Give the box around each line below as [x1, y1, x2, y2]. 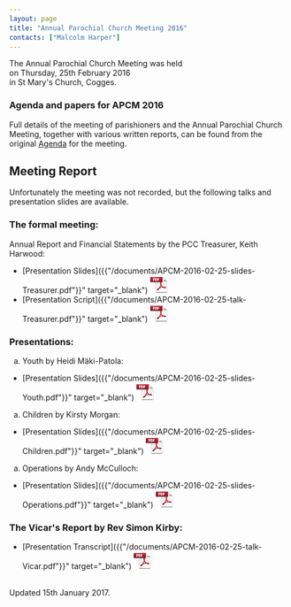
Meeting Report [9, 164, 97, 179]
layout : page [9, 14, 57, 23]
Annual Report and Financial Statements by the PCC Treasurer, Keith [9, 239, 258, 250]
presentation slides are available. [9, 196, 130, 207]
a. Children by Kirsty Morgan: [12, 410, 121, 420]
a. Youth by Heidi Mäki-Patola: [12, 356, 124, 366]
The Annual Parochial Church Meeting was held [9, 58, 183, 69]
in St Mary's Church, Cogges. [9, 77, 117, 88]
